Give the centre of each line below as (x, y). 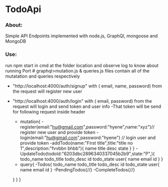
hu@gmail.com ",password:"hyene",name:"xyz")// (103, 127)
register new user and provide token (58, 132)
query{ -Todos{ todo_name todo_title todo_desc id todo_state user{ (90, 164)
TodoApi (23, 9)
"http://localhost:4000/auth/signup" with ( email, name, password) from (87, 86)
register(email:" (36, 127)
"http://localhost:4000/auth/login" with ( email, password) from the (82, 101)
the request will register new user (47, 91)
